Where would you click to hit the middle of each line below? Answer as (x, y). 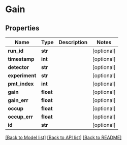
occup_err (20, 117)
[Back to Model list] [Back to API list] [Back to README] (63, 137)
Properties (22, 28)
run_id (16, 51)
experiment (22, 76)
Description (73, 42)
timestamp (21, 59)
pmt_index (21, 84)
